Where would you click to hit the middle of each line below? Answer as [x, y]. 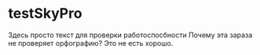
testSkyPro [45, 14]
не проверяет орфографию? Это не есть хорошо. [91, 43]
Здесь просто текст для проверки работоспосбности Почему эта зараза [130, 35]
